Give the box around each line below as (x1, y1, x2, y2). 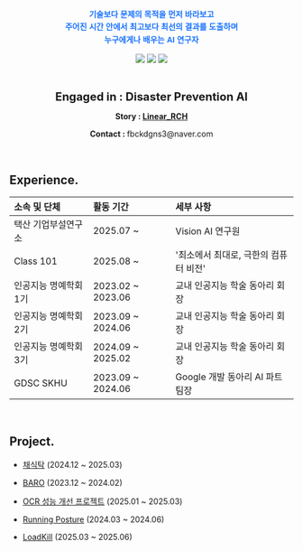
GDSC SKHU (14, 377, 68, 389)
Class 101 (14, 255, 58, 267)
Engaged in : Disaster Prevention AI (55, 89, 248, 105)
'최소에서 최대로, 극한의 (175, 248, 269, 261)
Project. (9, 434, 55, 450)
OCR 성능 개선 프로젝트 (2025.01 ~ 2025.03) (22, 496, 183, 507)
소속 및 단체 (14, 201, 61, 213)
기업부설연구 (32, 218, 84, 230)
